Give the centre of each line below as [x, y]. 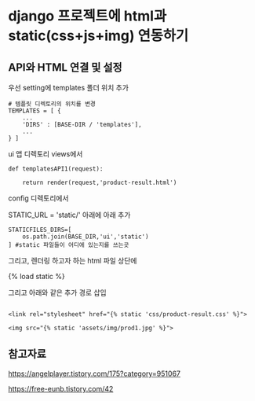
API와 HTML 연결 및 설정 [66, 67]
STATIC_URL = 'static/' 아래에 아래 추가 [69, 215]
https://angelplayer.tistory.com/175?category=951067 [94, 373]
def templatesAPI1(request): [56, 169]
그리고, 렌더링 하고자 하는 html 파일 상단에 [73, 261]
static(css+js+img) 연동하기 [98, 36]
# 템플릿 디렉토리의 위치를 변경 [52, 104]
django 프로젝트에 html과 [87, 16]
